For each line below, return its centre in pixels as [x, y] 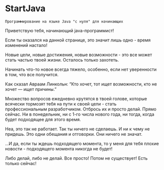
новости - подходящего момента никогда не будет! [59, 149]
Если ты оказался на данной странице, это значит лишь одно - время [78, 40]
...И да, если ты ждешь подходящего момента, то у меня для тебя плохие [82, 143]
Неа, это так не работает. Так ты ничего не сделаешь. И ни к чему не [77, 129]
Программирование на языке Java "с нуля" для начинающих [64, 21]
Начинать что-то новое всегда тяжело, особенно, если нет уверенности [81, 69]
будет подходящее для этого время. [43, 119]
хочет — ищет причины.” [31, 89]
